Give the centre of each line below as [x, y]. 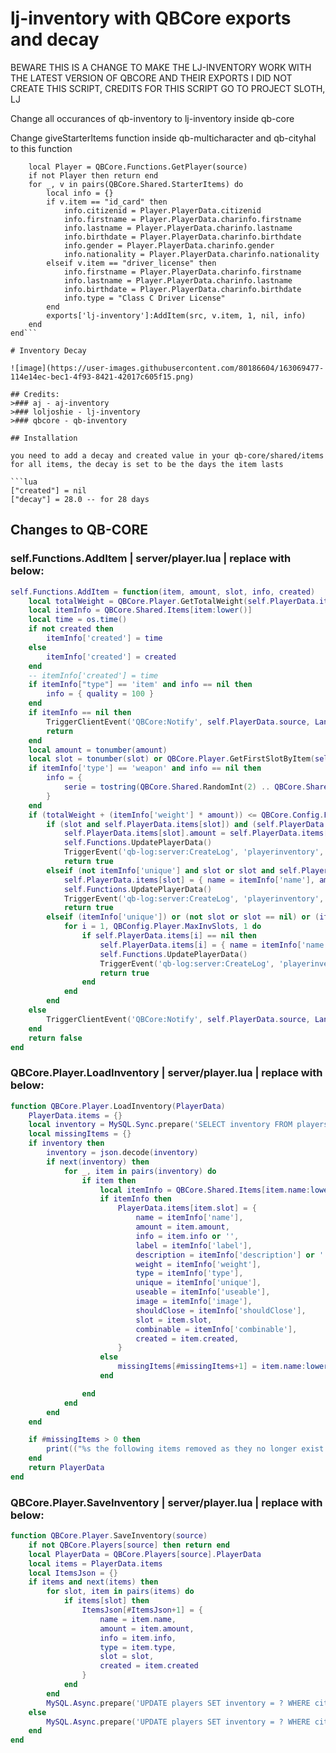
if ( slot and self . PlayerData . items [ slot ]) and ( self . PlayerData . [187, 824]
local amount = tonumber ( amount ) [98, 750]
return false [55, 1038]
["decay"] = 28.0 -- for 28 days [80, 499]
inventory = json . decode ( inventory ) [122, 1153]
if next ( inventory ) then [98, 1162]
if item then [109, 1180]
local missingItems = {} [80, 1134]
